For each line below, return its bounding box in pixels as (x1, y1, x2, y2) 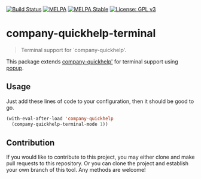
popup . (6, 64, 24, 71)
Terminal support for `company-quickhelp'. (20, 46, 127, 53)
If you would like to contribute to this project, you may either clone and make (6, 153, 195, 161)
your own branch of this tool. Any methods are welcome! (6, 166, 146, 174)
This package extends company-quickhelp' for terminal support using (6, 57, 178, 65)
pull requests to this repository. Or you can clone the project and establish (6, 160, 189, 167)
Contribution (6, 138, 55, 148)
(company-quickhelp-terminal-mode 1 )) (11, 121, 109, 127)
